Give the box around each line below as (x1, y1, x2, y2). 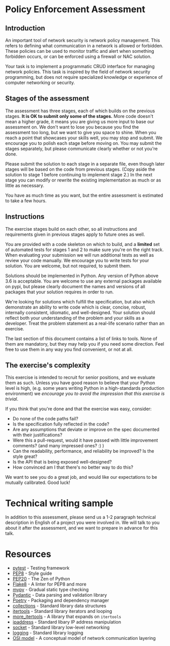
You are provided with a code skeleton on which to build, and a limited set (5, 241, 160, 247)
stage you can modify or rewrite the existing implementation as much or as (5, 177, 161, 183)
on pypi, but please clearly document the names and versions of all (5, 283, 145, 289)
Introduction (5, 24, 46, 33)
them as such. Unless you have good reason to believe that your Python (5, 380, 155, 386)
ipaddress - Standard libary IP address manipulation (12, 619, 121, 625)
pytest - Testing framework (12, 565, 70, 571)
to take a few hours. (5, 197, 47, 204)
